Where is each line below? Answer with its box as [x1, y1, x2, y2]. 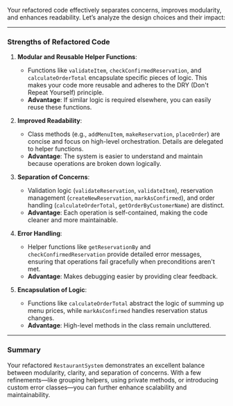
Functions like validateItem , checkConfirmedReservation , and [27, 66, 202, 75]
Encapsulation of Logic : [17, 286, 87, 294]
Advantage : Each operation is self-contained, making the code [27, 208, 208, 217]
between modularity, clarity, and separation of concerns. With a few [7, 368, 201, 377]
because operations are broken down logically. [27, 160, 162, 168]
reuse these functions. [27, 103, 92, 112]
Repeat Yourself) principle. [27, 88, 104, 96]
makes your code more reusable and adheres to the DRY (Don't [27, 81, 209, 90]
